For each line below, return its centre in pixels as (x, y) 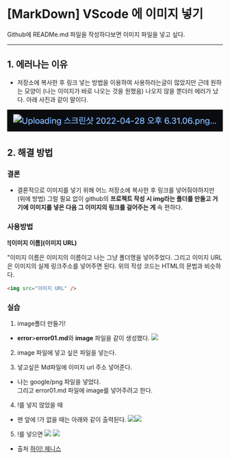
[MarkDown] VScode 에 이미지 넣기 (105, 14)
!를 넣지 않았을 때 (40, 405)
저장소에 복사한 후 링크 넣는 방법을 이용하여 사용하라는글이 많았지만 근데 (113, 82)
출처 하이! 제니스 (39, 449)
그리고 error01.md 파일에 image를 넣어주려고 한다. (85, 390)
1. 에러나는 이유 (38, 65)
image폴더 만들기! (41, 324)
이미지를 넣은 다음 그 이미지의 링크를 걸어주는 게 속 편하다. (106, 207)
